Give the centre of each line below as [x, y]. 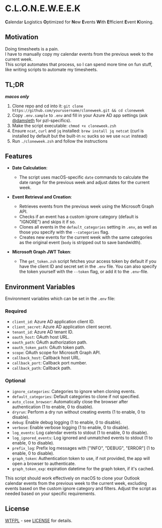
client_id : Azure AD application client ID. [53, 322]
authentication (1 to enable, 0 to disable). [52, 407]
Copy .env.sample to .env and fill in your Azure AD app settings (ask [80, 115]
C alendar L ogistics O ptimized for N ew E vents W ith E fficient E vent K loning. [79, 22]
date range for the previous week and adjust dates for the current [84, 182]
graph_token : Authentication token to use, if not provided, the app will [81, 458]
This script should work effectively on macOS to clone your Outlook [73, 478]
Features [19, 156]
